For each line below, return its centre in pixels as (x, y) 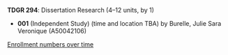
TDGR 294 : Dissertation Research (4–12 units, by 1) (81, 10)
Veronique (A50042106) (52, 31)
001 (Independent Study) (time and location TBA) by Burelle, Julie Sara (119, 23)
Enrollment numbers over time (51, 44)
